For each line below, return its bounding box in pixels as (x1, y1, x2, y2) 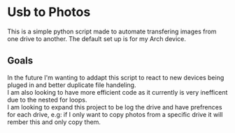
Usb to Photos (7, 4, 91, 20)
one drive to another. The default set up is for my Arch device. (7, 34, 187, 42)
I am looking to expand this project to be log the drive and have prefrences (7, 102, 222, 111)
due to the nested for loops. (7, 95, 87, 104)
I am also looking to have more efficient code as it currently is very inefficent (7, 88, 228, 96)
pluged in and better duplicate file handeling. (7, 81, 136, 89)
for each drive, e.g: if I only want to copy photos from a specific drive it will (7, 110, 223, 118)
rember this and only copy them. (7, 118, 101, 126)
